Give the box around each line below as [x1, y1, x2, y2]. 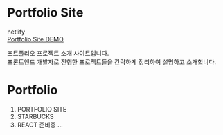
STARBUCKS [17, 112, 54, 121]
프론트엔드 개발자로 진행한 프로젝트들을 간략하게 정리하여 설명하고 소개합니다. [7, 57, 217, 66]
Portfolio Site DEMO [7, 34, 64, 43]
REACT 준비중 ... [17, 121, 64, 129]
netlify [7, 28, 26, 36]
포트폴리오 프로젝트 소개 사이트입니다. [7, 49, 109, 57]
